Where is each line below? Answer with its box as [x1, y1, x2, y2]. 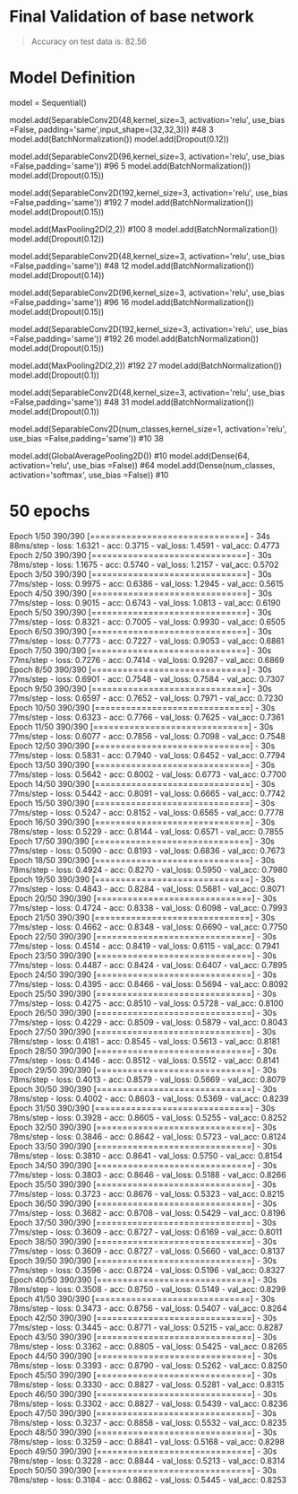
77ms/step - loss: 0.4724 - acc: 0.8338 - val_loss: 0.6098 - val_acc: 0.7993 [9, 902, 288, 913]
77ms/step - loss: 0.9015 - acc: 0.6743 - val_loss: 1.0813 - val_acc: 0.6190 [9, 597, 281, 607]
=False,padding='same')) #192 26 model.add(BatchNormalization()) [9, 333, 260, 344]
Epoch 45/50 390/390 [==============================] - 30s [9, 1369, 277, 1380]
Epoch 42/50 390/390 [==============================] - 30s [9, 1312, 277, 1323]
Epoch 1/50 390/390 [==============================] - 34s [9, 530, 271, 541]
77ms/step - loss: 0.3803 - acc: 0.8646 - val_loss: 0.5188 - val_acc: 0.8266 [9, 1169, 286, 1180]
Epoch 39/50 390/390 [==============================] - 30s [9, 1254, 277, 1266]
